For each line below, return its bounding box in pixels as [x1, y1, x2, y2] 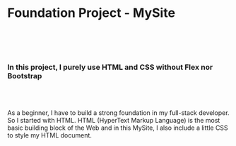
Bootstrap [7, 71, 42, 81]
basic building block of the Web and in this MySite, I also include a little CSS [7, 123, 228, 132]
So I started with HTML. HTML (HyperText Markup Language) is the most [7, 116, 220, 124]
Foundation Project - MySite [7, 5, 175, 21]
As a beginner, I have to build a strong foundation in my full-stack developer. [7, 108, 230, 117]
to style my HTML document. [7, 130, 92, 139]
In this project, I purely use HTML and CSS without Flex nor [7, 62, 213, 72]
